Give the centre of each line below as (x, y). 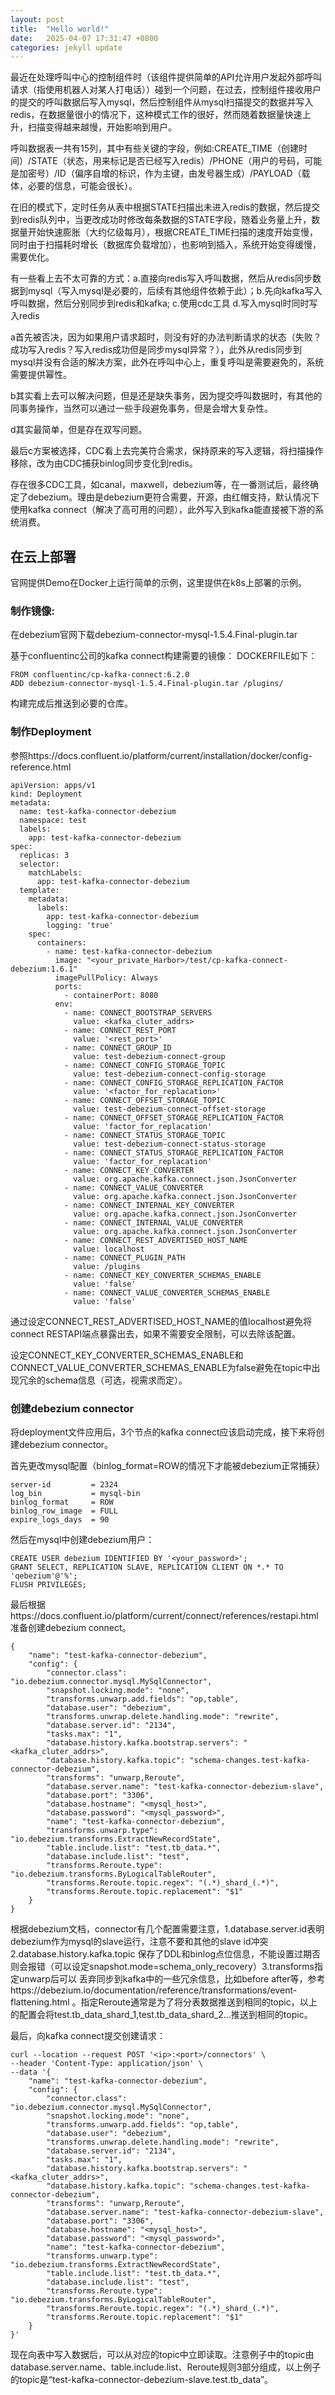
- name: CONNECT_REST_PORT (120, 1030)
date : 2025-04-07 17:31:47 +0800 (84, 38)
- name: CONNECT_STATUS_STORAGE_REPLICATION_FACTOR (173, 1152)
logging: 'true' (80, 925)
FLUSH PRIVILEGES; (48, 1584)
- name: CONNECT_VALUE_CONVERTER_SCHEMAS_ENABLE (167, 1292)
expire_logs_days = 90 (60, 1519)
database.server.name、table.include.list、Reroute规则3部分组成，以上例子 (166, 2367)
